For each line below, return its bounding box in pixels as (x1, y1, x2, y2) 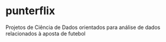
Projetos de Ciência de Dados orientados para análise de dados (5, 24, 161, 31)
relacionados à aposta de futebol (5, 30, 86, 37)
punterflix (5, 4, 56, 18)
